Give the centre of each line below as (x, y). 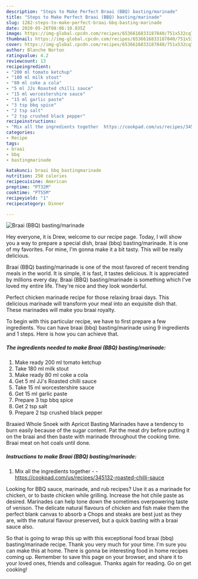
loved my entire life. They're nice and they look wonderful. (77, 286)
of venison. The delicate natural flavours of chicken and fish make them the (98, 508)
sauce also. (20, 527)
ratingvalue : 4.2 (27, 56)
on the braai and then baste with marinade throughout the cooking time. (93, 437)
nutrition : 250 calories (37, 176)
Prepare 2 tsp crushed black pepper (59, 413)
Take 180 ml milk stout (42, 369)
